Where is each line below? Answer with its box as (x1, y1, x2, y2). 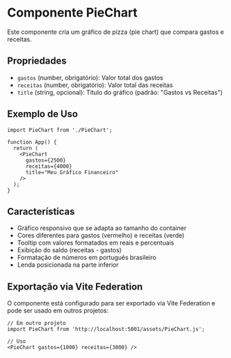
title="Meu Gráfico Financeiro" (25, 169, 119, 176)
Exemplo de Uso (7, 109, 78, 120)
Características (7, 205, 75, 217)
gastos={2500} (25, 157, 67, 164)
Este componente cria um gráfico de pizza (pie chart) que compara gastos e (7, 28, 224, 36)
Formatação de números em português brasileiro (17, 254, 157, 262)
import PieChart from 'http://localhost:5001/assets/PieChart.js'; (7, 326, 205, 333)
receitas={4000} (25, 162, 72, 170)
